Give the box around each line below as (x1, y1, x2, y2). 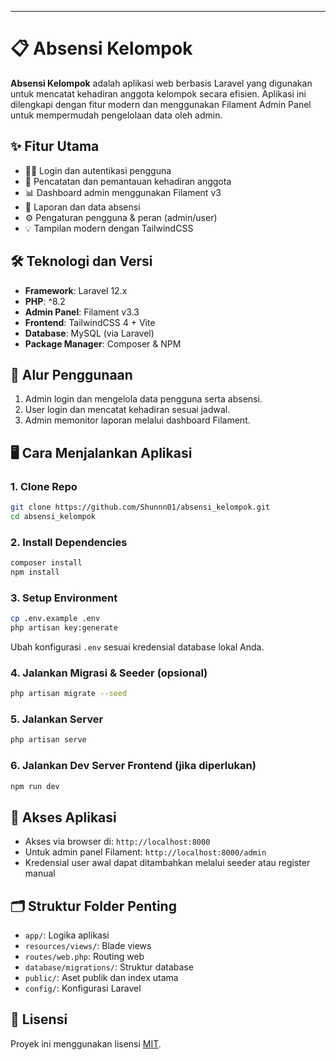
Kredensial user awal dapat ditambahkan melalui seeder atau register (24, 857, 311, 869)
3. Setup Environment (10, 591, 118, 605)
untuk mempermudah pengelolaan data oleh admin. (10, 109, 223, 121)
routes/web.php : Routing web (24, 951, 145, 963)
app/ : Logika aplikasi (24, 929, 110, 941)
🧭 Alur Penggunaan (10, 366, 133, 383)
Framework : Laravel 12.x (24, 284, 128, 296)
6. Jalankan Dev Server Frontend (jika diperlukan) (10, 759, 257, 773)
